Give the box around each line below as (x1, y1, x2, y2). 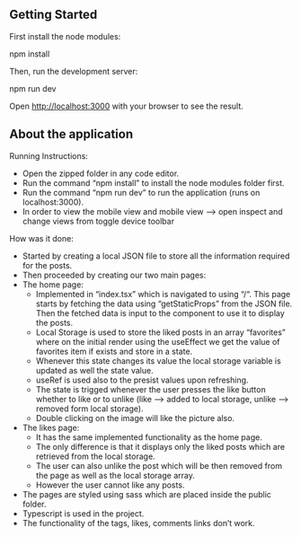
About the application (9, 127, 133, 142)
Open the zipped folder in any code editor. (22, 168, 180, 179)
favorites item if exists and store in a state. (35, 346, 193, 357)
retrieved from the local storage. (35, 451, 155, 462)
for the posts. (22, 260, 73, 270)
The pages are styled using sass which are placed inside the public (22, 489, 272, 499)
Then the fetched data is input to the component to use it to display (35, 307, 285, 318)
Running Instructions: (9, 150, 88, 161)
